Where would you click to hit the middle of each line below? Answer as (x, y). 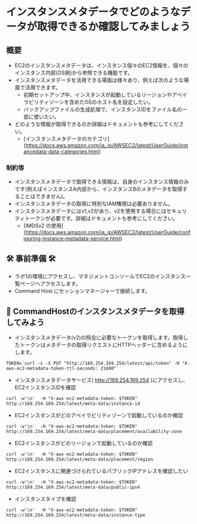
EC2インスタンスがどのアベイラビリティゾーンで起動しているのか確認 (99, 415)
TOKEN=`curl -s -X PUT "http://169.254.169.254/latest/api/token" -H (93, 363)
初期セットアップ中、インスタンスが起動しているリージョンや (98, 95)
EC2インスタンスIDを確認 (45, 387)
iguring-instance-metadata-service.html (72, 239)
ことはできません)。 (44, 197)
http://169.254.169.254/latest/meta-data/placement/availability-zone (94, 431)
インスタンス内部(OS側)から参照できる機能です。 (74, 73)
